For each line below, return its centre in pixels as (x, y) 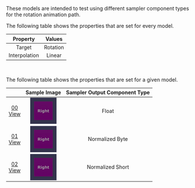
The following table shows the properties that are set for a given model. (92, 79)
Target (24, 47)
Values (54, 39)
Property (24, 39)
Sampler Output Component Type (108, 92)
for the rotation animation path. (43, 15)
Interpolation (24, 55)
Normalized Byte (108, 139)
